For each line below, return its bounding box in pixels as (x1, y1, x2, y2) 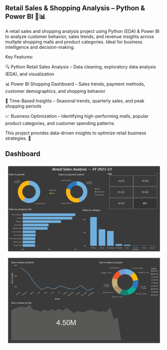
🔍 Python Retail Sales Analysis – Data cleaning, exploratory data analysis (5, 63, 156, 69)
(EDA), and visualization (5, 71, 54, 77)
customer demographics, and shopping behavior (5, 88, 106, 94)
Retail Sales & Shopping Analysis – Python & (5, 4, 145, 12)
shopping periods (5, 103, 41, 109)
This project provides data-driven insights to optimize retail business (5, 130, 146, 136)
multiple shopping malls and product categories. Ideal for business (5, 38, 142, 44)
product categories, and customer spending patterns (5, 120, 114, 126)
